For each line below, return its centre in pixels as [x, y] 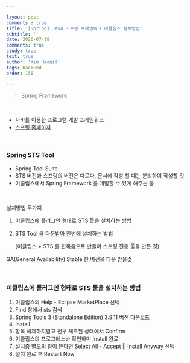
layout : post [23, 17]
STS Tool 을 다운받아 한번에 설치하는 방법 [64, 233]
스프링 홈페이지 [33, 127]
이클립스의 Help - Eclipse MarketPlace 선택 [67, 302]
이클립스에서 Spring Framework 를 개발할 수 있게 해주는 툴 [84, 183]
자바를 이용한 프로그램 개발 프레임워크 [59, 120]
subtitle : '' [23, 34]
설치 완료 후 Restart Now [45, 353]
